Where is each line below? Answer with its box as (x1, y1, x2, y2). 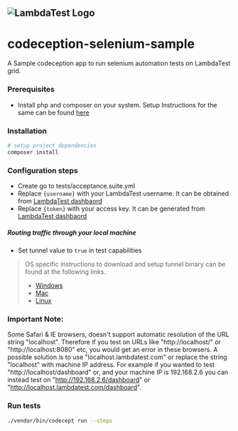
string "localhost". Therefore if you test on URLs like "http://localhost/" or (7, 338, 222, 346)
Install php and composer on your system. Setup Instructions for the (17, 100, 217, 109)
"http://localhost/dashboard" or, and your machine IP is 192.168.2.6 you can (7, 368, 229, 377)
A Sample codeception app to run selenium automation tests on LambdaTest (7, 59, 231, 68)
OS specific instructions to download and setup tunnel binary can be (24, 260, 226, 268)
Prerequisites (7, 85, 55, 95)
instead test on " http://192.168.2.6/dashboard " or (7, 376, 151, 384)
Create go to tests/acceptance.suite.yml (17, 181, 136, 190)
